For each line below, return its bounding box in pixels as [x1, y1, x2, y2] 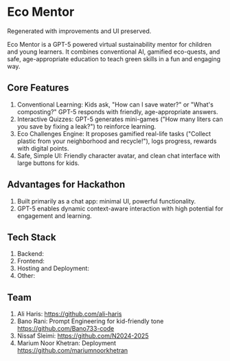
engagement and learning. [16, 211, 92, 220]
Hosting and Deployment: [16, 264, 89, 272]
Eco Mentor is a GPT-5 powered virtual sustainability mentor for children [7, 40, 211, 48]
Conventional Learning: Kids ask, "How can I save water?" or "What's [16, 100, 214, 109]
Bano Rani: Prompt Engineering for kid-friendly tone [16, 317, 164, 325]
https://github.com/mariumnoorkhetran [16, 347, 128, 355]
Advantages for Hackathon [7, 179, 126, 190]
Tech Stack [7, 231, 56, 243]
